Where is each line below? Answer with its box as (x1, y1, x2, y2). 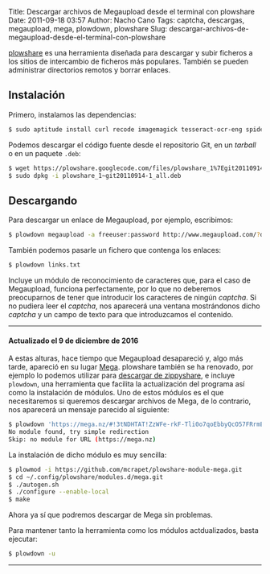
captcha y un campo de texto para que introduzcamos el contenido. (8, 310, 234, 319)
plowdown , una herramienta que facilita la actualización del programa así (8, 379, 245, 389)
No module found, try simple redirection (8, 428, 149, 436)
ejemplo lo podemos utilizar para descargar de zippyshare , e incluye (8, 370, 235, 381)
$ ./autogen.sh (8, 481, 59, 489)
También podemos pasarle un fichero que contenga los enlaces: (8, 246, 222, 255)
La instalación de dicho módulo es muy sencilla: (8, 450, 167, 460)
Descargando (8, 193, 78, 208)
